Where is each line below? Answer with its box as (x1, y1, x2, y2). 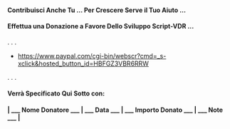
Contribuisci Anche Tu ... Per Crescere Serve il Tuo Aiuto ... (7, 6, 187, 14)
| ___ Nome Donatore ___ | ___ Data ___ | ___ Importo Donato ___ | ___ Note (7, 105, 223, 114)
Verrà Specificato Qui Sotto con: (7, 89, 105, 98)
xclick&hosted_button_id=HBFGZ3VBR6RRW (17, 59, 150, 68)
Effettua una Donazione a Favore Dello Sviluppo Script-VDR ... (7, 22, 194, 31)
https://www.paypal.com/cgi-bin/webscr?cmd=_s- (17, 51, 167, 60)
